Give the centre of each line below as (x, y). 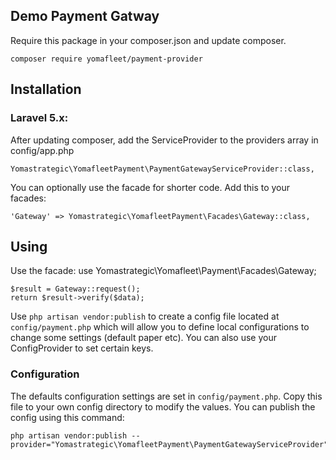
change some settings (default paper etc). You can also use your (143, 338)
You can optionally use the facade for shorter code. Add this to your (150, 187)
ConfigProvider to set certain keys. (82, 348)
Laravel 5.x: (39, 118)
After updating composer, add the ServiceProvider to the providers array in (164, 140)
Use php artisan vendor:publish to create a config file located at (145, 316)
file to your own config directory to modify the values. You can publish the (163, 406)
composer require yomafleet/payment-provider (106, 59)
